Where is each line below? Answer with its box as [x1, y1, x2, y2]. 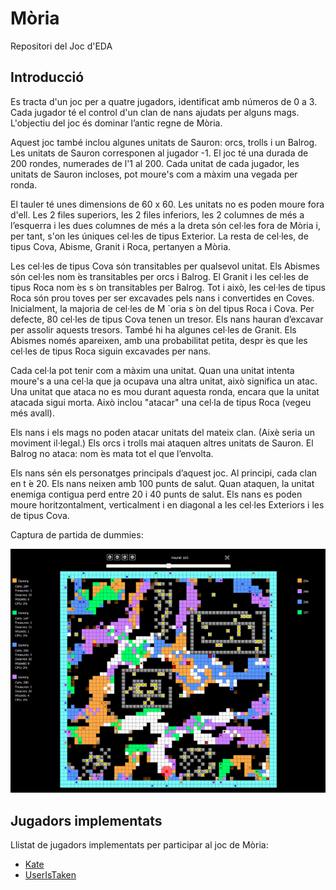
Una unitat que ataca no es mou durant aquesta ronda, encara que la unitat [10, 385, 320, 397]
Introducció [10, 69, 85, 86]
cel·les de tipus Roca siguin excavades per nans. [10, 345, 212, 357]
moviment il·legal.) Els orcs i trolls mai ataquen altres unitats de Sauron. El [10, 437, 314, 449]
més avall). [10, 407, 55, 419]
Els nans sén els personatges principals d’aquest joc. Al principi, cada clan [10, 467, 318, 479]
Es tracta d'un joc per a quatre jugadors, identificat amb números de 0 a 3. [10, 95, 318, 107]
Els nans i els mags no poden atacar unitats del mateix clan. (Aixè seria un [10, 426, 316, 438]
